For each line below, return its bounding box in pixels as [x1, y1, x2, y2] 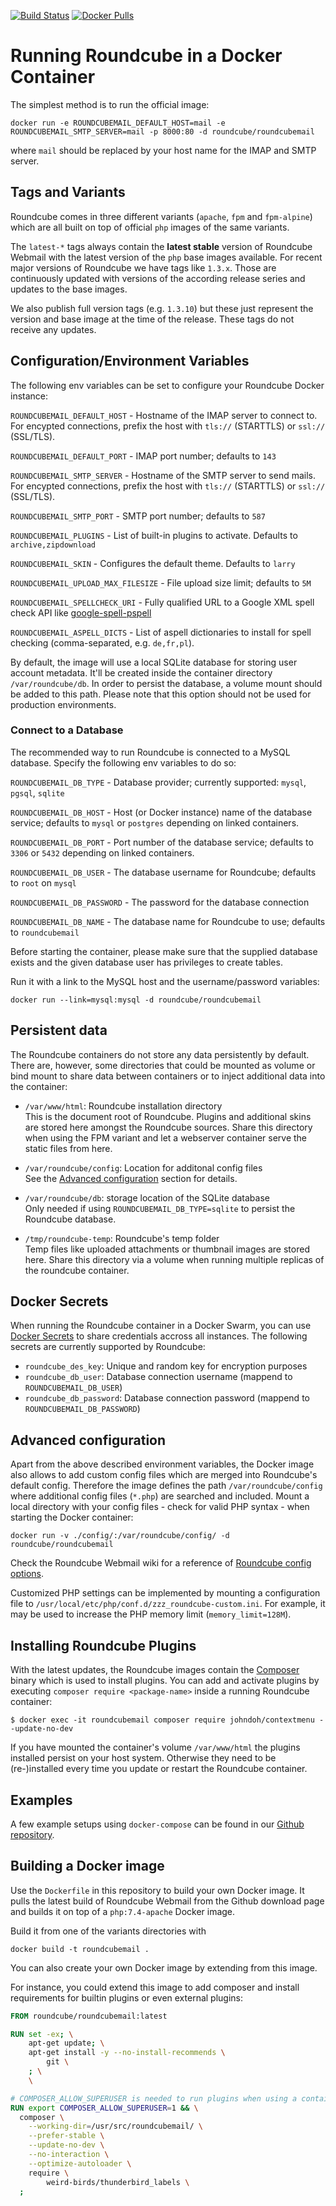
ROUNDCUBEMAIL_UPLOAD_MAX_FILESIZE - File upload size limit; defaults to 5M [10, 576, 312, 589]
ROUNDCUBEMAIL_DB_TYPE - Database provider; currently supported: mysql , [10, 776, 307, 788]
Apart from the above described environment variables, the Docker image [10, 1458, 315, 1470]
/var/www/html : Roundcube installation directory [24, 1100, 223, 1112]
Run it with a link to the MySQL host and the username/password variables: [10, 975, 320, 987]
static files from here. [24, 1142, 113, 1154]
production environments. [10, 698, 117, 710]
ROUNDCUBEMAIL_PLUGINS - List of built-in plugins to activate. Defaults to [10, 529, 298, 541]
